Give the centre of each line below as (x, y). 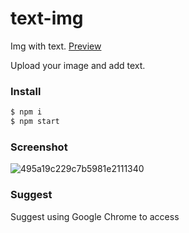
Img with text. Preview (56, 46)
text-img (47, 18)
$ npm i (26, 112)
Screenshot (39, 147)
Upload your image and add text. (78, 65)
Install (26, 91)
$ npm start (35, 122)
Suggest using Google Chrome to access (95, 216)
